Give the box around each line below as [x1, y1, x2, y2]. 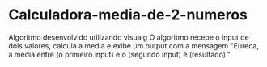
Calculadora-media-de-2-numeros [8, 6, 248, 24]
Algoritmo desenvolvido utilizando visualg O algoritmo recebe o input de [8, 32, 249, 42]
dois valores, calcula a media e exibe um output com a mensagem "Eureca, [8, 40, 260, 50]
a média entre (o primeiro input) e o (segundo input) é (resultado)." [8, 49, 231, 59]
